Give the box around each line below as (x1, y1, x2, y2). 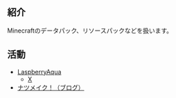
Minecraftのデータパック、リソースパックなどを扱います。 (7, 26, 173, 35)
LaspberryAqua (17, 67, 62, 76)
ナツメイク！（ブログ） (17, 83, 85, 92)
